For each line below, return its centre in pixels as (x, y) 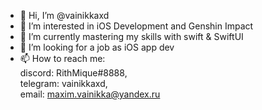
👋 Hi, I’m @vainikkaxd (64, 15)
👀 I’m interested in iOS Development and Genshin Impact (136, 26)
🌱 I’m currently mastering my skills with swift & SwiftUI (131, 36)
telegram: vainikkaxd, (63, 83)
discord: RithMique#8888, (73, 73)
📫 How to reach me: (62, 58)
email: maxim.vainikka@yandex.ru (90, 94)
